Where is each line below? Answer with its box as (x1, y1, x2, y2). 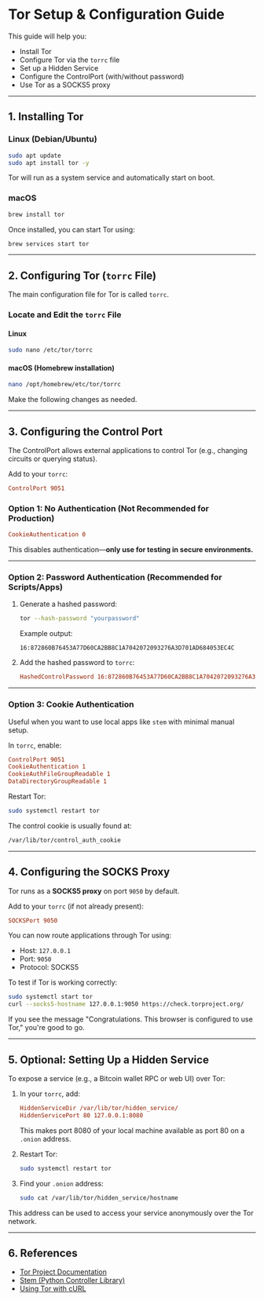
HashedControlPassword (19, 673, 94, 681)
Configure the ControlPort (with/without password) (19, 71, 185, 81)
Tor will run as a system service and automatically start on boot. (8, 173, 215, 182)
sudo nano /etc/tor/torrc (8, 346, 93, 354)
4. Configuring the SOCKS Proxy (8, 865, 170, 879)
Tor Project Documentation (19, 1267, 108, 1277)
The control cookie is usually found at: (8, 820, 132, 830)
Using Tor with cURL (19, 1284, 86, 1293)
